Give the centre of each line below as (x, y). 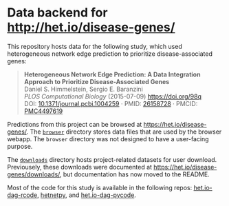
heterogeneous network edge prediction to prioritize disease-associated (110, 54)
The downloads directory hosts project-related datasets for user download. (112, 159)
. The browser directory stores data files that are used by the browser (124, 132)
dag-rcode (22, 195)
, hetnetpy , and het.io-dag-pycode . (86, 195)
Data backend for (57, 13)
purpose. (20, 146)
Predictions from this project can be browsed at (75, 124)
